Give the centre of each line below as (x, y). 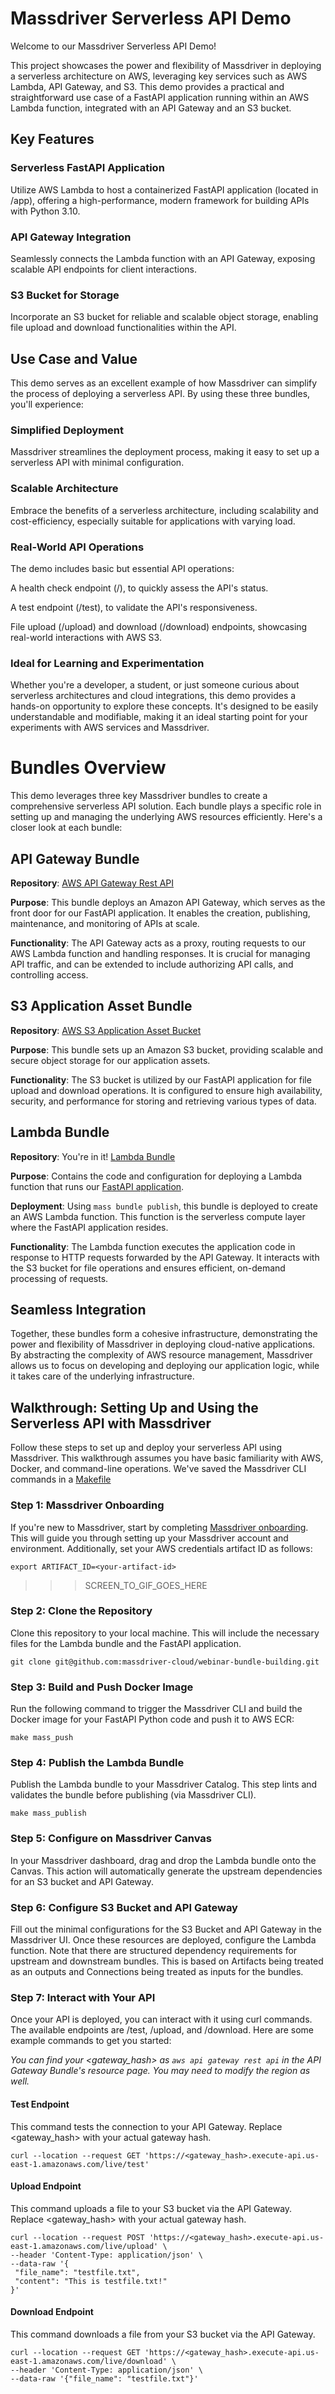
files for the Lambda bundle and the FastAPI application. (126, 1643)
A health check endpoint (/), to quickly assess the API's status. (139, 588)
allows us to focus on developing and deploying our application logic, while (165, 1366)
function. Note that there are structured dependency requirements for (154, 1950)
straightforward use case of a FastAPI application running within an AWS (160, 97)
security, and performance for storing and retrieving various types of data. (163, 1101)
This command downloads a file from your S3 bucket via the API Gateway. (163, 2334)
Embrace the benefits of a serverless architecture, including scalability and (164, 510)
